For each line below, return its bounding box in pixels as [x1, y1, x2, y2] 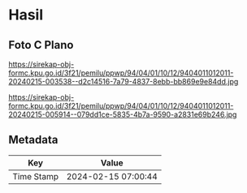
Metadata [8, 133, 58, 147]
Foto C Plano [8, 38, 74, 52]
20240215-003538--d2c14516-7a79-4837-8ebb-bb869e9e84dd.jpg [8, 77, 239, 86]
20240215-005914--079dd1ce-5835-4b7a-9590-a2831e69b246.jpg [8, 109, 237, 119]
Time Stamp [12, 170, 59, 182]
